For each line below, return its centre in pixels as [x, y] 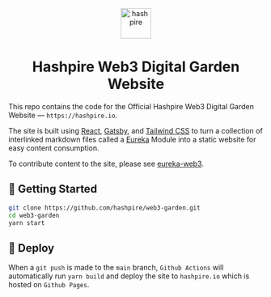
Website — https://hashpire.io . [63, 115]
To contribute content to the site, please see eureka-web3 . [106, 163]
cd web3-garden [34, 215]
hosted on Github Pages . [49, 285]
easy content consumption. [54, 148]
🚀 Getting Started [53, 189]
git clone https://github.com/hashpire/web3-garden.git [104, 208]
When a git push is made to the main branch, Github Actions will [116, 268]
